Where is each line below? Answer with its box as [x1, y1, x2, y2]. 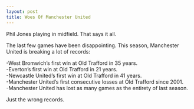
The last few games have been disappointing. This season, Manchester [6, 42, 179, 49]
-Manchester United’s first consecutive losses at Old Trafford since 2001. [6, 78, 184, 85]
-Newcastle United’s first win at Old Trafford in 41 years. [6, 72, 142, 79]
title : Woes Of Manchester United [6, 14, 91, 20]
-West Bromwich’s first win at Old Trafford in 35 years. [6, 60, 137, 67]
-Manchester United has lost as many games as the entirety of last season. [6, 84, 189, 91]
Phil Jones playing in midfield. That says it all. [6, 30, 117, 37]
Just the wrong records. [6, 95, 65, 103]
